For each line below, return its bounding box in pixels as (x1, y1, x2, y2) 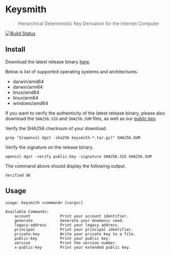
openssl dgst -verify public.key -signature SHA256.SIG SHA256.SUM (5, 154, 152, 159)
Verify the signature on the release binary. (5, 144, 94, 150)
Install (5, 45, 26, 54)
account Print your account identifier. (14, 213, 129, 219)
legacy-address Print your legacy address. (14, 222, 120, 227)
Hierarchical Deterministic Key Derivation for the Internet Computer (17, 20, 159, 27)
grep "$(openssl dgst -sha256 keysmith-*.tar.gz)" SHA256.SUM (5, 135, 140, 140)
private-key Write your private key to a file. (14, 231, 136, 237)
